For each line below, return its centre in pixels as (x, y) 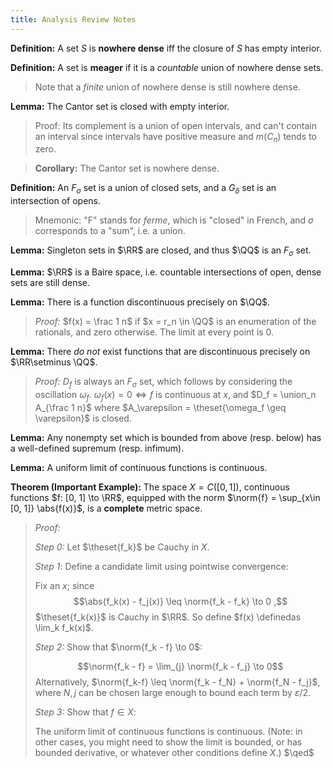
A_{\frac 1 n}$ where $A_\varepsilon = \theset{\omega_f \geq (160, 407)
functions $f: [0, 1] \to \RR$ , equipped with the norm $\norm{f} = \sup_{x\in (165, 497)
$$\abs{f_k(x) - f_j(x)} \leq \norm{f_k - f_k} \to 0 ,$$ (180, 601)
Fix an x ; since (64, 585)
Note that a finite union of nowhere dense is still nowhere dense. (167, 87)
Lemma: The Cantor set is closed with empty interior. (120, 106)
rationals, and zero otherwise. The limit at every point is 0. (154, 332)
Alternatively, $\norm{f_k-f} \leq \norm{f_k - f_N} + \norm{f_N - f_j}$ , (177, 682)
